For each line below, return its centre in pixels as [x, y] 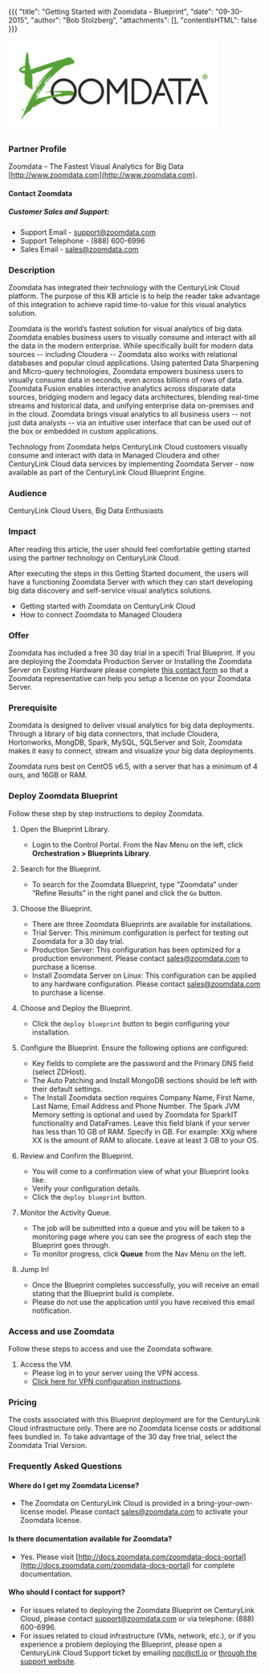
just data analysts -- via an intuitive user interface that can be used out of [130, 423]
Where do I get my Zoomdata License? [74, 1485]
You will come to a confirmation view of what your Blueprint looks [141, 1171]
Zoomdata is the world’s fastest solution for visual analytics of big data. [126, 329]
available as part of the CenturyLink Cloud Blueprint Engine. [107, 473]
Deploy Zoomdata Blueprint [63, 796]
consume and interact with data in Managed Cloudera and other [114, 455]
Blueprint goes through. [71, 1245]
